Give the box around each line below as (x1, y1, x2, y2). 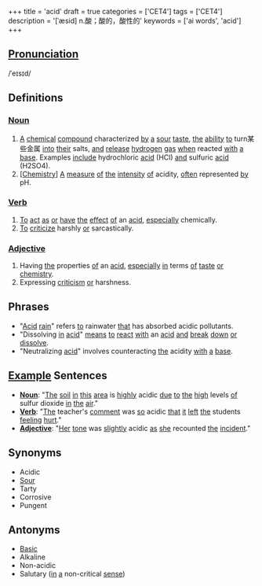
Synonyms (8, 446, 62, 459)
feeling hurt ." (19, 415, 62, 424)
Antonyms (8, 523, 60, 536)
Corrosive (19, 492, 52, 502)
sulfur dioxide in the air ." (19, 398, 98, 407)
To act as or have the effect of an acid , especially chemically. (19, 215, 217, 224)
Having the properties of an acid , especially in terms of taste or (19, 261, 224, 271)
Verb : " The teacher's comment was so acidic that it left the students (19, 407, 241, 416)
